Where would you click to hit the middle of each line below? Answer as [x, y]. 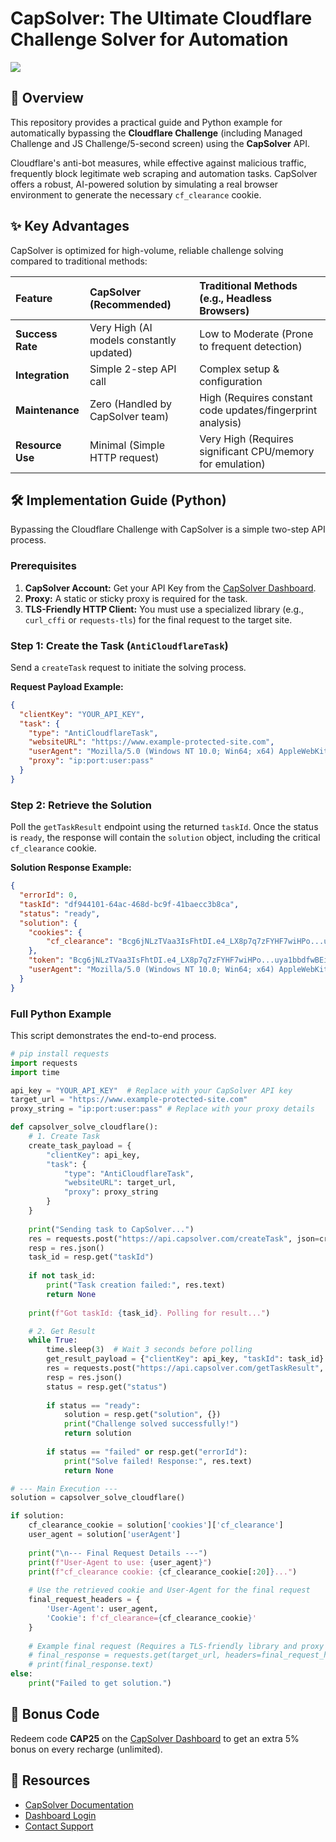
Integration [42, 375]
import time [35, 1072]
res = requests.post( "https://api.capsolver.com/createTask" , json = [174, 1238]
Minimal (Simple [127, 445]
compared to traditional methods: [79, 261]
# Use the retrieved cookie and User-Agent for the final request [169, 1590]
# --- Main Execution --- [64, 1488]
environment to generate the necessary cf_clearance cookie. [136, 194]
